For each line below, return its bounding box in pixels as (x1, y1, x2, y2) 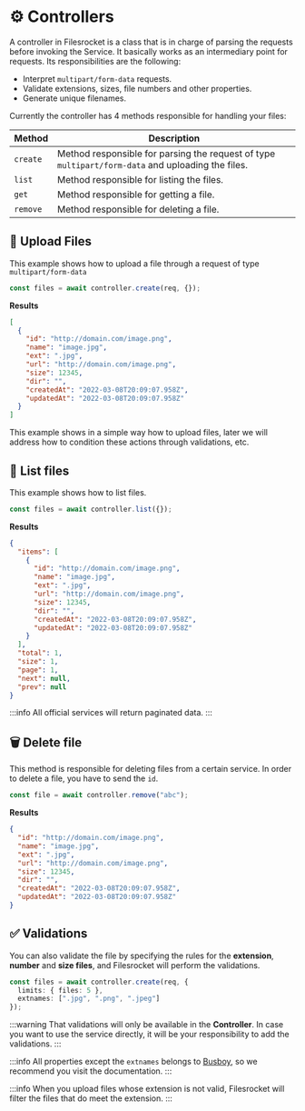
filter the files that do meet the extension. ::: (9, 1093, 172, 1104)
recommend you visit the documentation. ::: (9, 1066, 172, 1076)
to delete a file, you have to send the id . (9, 773, 159, 784)
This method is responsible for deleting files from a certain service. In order (9, 764, 292, 775)
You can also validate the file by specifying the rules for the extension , (9, 950, 274, 961)
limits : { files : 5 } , (17, 986, 103, 995)
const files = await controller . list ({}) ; (9, 505, 172, 514)
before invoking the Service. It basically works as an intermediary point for (9, 45, 289, 56)
